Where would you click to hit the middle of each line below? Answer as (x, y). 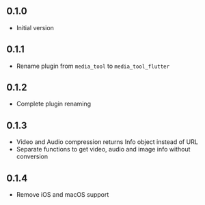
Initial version (35, 27)
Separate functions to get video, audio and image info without (103, 149)
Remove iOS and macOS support (63, 195)
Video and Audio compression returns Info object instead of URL (107, 142)
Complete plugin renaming (54, 104)
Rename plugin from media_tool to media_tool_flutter (93, 66)
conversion (32, 156)
